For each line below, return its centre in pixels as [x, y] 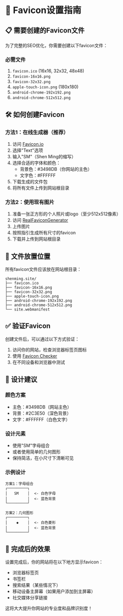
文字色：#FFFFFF [38, 175]
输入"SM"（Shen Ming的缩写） [44, 156]
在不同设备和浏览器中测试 [39, 362]
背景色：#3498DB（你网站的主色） [56, 169]
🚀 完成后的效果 [28, 549]
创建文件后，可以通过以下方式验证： [42, 339]
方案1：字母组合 [19, 484]
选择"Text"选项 [28, 150]
